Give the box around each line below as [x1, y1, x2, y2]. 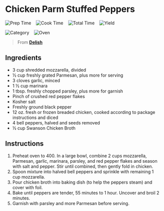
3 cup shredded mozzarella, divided [12, 67, 86, 73]
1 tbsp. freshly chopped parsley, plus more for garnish [12, 88, 123, 94]
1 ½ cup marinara [12, 83, 48, 89]
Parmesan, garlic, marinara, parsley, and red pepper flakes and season [12, 158, 158, 164]
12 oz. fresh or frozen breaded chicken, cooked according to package [12, 109, 156, 115]
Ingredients [5, 54, 42, 62]
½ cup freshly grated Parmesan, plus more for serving [12, 72, 123, 78]
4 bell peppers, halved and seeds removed [12, 119, 100, 125]
